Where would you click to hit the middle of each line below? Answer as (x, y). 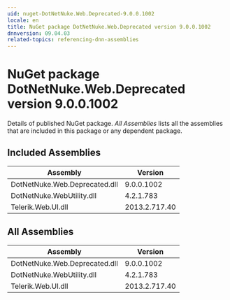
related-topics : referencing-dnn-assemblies (73, 40)
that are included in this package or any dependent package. (95, 131)
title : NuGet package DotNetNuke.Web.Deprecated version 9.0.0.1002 (109, 27)
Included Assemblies (54, 153)
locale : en (23, 20)
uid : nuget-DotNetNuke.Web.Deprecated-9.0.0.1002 (81, 14)
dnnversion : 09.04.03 (39, 33)
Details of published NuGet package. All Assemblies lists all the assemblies (115, 124)
